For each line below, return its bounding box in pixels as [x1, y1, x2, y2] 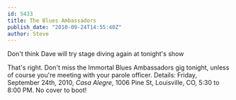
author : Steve [7, 30, 50, 38]
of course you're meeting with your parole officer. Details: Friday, [7, 71, 197, 79]
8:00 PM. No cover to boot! [7, 86, 87, 94]
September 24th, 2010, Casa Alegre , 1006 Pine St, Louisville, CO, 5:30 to [7, 79, 220, 87]
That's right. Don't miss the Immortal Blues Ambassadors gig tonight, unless [7, 63, 230, 72]
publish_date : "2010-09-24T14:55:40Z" [7, 23, 122, 30]
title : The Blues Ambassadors [7, 17, 97, 24]
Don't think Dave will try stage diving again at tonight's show [7, 50, 184, 58]
